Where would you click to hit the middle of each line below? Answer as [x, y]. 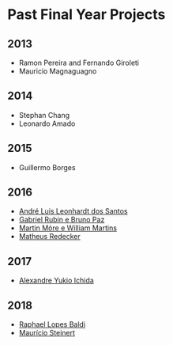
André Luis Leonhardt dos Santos [73, 211]
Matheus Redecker [49, 237]
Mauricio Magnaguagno [58, 71]
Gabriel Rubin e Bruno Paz [62, 220]
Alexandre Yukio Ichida [56, 281]
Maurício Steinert [47, 333]
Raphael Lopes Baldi [52, 324]
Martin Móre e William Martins [68, 228]
